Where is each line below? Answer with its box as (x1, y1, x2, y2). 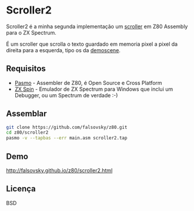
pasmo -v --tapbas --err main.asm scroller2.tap (6, 135, 128, 141)
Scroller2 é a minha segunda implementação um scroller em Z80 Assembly (6, 23, 188, 30)
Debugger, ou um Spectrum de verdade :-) (14, 91, 118, 98)
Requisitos (6, 64, 46, 74)
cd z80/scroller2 (6, 130, 49, 135)
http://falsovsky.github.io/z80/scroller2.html (6, 167, 113, 173)
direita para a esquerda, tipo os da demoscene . (6, 46, 121, 53)
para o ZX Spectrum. (6, 29, 57, 36)
